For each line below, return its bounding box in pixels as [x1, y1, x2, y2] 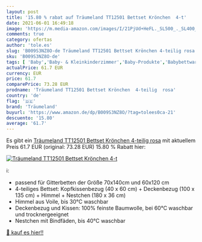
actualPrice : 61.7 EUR [6, 64, 63, 71]
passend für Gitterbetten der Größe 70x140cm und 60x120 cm [14, 179, 170, 186]
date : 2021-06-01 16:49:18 [6, 20, 74, 26]
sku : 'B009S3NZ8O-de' [6, 53, 61, 59]
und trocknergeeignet [14, 211, 69, 218]
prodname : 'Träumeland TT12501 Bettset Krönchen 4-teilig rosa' [6, 87, 176, 93]
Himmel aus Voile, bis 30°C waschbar [14, 198, 109, 205]
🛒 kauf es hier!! [6, 229, 44, 236]
